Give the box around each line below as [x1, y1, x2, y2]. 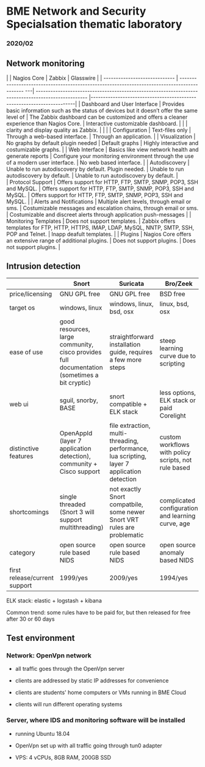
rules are [109, 523, 135, 531]
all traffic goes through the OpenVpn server [15, 665, 125, 673]
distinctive [9, 444, 39, 452]
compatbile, [109, 500, 143, 509]
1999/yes [59, 574, 88, 582]
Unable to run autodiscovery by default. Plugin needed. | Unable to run [6, 165, 184, 173]
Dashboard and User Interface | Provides [81, 100, 185, 108]
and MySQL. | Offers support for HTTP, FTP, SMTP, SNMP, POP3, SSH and [6, 185, 194, 192]
